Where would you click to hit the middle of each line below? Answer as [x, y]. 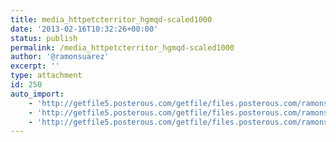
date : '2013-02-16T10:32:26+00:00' [84, 29]
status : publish [44, 38]
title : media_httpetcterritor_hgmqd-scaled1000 [111, 19]
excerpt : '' [35, 66]
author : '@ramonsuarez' [60, 57]
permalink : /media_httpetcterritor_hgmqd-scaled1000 [122, 47]
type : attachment [46, 76]
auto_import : [37, 94]
